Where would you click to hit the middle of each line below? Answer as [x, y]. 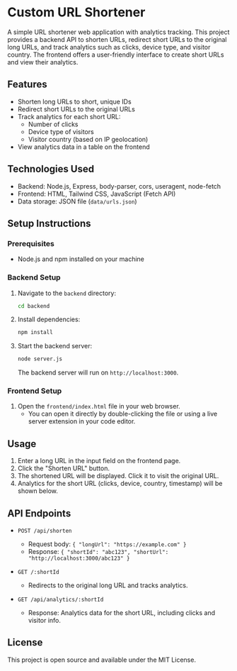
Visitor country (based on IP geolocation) [88, 139]
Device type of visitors [61, 131]
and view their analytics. [43, 62]
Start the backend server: [55, 346]
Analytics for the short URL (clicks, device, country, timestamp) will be [120, 484]
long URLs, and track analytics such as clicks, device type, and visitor [109, 47]
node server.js [40, 359]
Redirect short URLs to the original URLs [76, 109]
